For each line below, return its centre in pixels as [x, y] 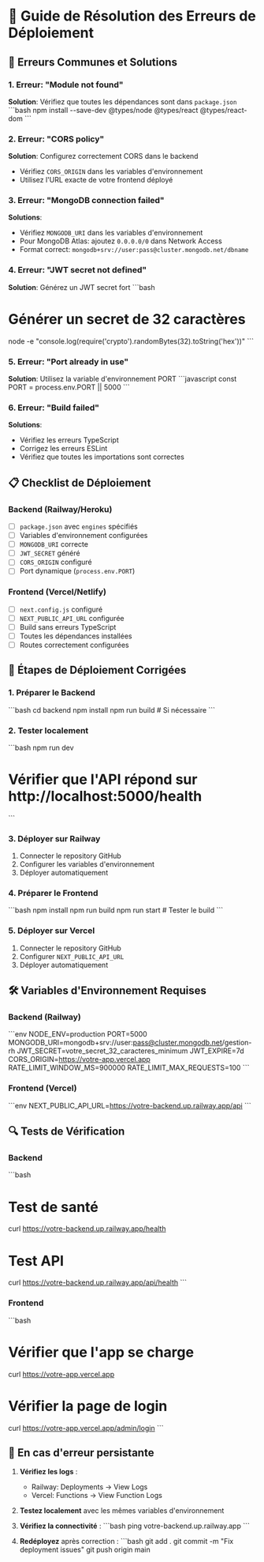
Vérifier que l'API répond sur [103, 779]
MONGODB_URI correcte [54, 544]
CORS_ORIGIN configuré [56, 562]
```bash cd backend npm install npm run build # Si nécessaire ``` [112, 709]
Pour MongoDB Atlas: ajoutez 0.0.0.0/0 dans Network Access [121, 241]
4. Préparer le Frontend [53, 894]
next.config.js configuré [61, 609]
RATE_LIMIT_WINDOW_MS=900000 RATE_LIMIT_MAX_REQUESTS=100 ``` [129, 1068]
